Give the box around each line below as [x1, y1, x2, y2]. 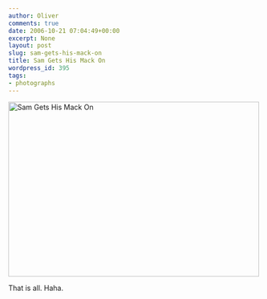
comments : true [8, 19, 59, 27]
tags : [8, 72, 26, 80]
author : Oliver [8, 11, 59, 20]
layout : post [8, 42, 52, 50]
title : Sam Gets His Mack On [8, 57, 106, 65]
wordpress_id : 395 [8, 64, 70, 72]
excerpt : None [8, 34, 56, 43]
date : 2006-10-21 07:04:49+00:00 [8, 27, 120, 35]
